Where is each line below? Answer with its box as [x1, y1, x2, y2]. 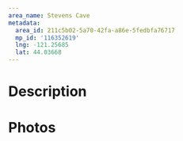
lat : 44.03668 [15, 48, 62, 56]
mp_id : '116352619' [15, 33, 80, 42]
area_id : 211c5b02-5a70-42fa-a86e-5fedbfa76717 [15, 26, 176, 34]
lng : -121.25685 [15, 41, 69, 49]
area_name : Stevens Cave [8, 11, 90, 20]
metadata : [8, 19, 41, 27]
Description [8, 82, 87, 101]
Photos [8, 119, 56, 137]
